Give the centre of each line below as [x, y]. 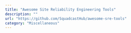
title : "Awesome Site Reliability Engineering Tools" [61, 9]
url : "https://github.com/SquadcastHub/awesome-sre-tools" [66, 18]
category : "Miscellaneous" [32, 23]
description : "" [21, 14]
